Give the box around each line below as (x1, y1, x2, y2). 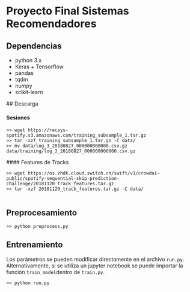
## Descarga (6, 100, 38, 107)
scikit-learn (14, 89, 43, 95)
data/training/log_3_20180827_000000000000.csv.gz (6, 148, 136, 154)
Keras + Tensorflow (14, 63, 64, 70)
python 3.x (14, 57, 42, 64)
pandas (14, 70, 34, 76)
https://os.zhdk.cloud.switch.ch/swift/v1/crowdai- (28, 170, 161, 176)
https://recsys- (28, 127, 69, 133)
